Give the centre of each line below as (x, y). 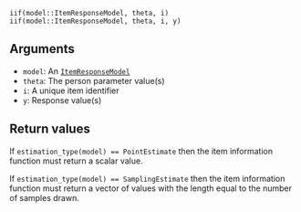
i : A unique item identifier (71, 90)
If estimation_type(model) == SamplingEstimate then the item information (147, 178)
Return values (50, 129)
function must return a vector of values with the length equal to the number (151, 188)
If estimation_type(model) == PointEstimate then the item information (141, 151)
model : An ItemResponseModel (76, 71)
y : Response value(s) (62, 100)
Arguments (42, 49)
